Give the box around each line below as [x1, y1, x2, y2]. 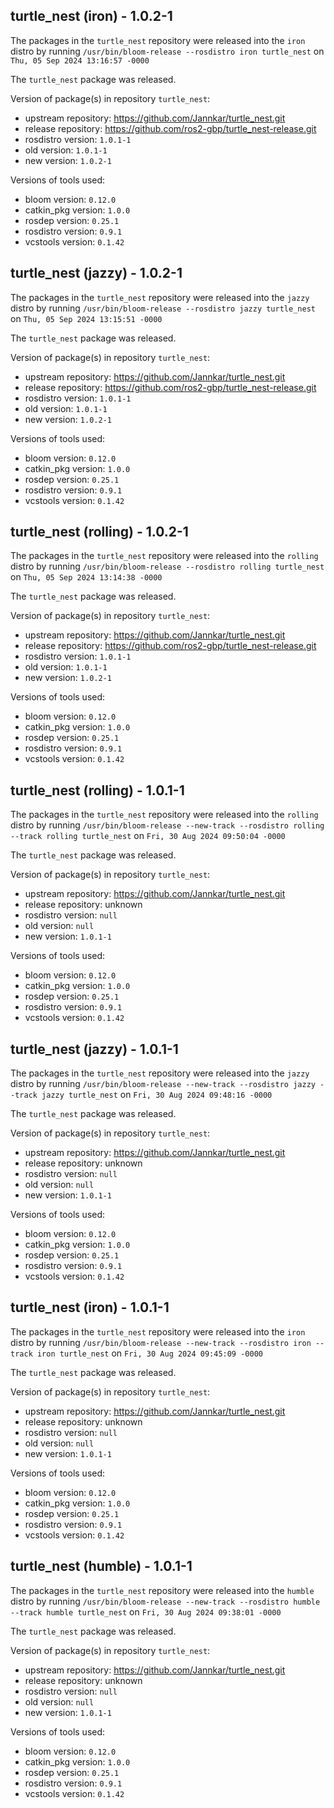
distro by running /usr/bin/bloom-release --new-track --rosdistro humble [10, 1595, 321, 1607]
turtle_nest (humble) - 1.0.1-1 [10, 1558, 193, 1575]
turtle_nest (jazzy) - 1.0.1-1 [10, 1040, 179, 1058]
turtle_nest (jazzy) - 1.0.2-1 [10, 265, 183, 282]
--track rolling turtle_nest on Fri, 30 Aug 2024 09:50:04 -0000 [10, 830, 286, 842]
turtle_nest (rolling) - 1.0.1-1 [10, 782, 185, 799]
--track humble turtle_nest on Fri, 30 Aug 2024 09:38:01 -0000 [10, 1605, 282, 1618]
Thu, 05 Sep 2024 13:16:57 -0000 [10, 55, 150, 66]
